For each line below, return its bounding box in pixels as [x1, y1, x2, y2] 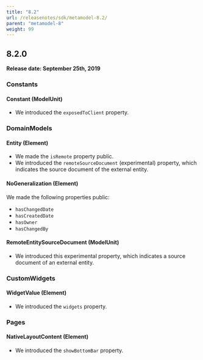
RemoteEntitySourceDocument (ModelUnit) [6, 239, 119, 246]
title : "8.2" [6, 9, 40, 15]
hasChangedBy [15, 226, 49, 232]
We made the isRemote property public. [15, 153, 114, 160]
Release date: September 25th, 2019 [6, 65, 101, 72]
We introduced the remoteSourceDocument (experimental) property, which [15, 160, 197, 167]
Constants [6, 80, 38, 89]
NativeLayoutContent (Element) [6, 333, 88, 340]
